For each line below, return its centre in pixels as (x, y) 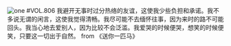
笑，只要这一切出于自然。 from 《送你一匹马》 (73, 36)
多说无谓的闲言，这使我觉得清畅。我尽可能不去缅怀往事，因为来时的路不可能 (115, 19)
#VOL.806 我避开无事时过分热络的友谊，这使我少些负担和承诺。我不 (123, 10)
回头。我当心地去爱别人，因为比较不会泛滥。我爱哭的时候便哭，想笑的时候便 (115, 27)
